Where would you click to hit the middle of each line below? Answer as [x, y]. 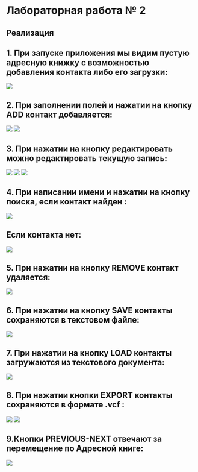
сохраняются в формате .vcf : [66, 405]
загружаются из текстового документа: [85, 362]
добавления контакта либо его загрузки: [87, 72]
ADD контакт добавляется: [59, 114]
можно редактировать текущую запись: [87, 158]
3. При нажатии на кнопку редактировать [89, 149]
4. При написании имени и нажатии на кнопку [98, 193]
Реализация [30, 33]
